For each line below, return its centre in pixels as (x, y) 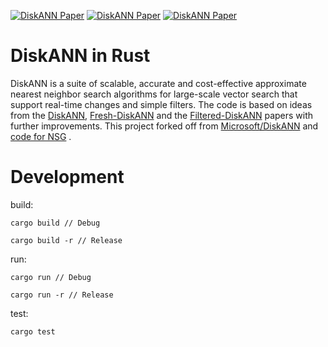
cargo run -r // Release (62, 295)
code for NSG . (41, 136)
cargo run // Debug (51, 277)
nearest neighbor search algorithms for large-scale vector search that (154, 94)
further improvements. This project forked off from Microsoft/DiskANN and (164, 126)
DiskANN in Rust (80, 56)
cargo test (33, 331)
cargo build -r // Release (66, 240)
